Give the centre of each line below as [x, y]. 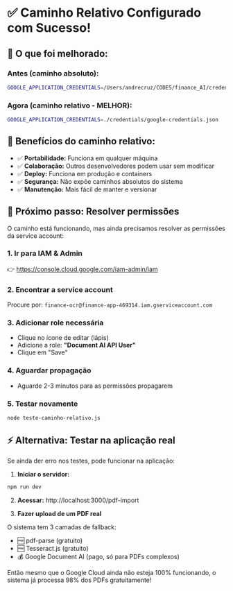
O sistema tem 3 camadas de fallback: [62, 527]
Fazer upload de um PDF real [59, 513]
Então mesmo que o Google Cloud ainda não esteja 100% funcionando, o [112, 572]
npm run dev [24, 487]
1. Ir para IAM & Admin [45, 253]
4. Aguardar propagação [49, 370]
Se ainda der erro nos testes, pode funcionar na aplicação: [91, 461]
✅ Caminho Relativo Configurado [104, 13]
